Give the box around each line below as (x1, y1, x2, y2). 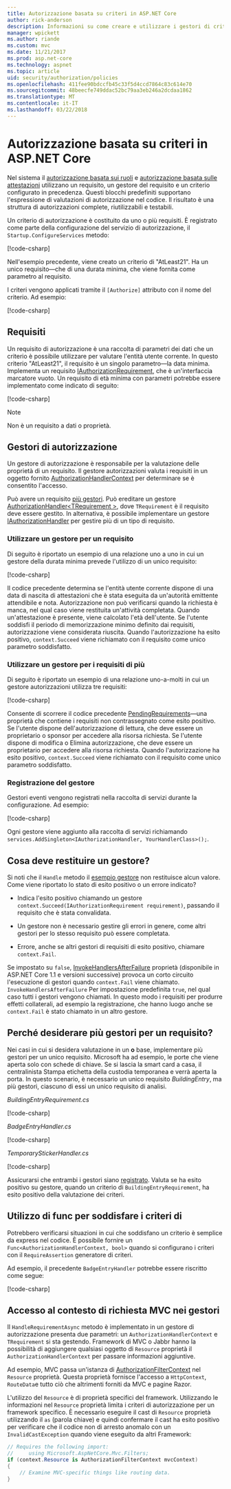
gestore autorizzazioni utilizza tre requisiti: (7, 682, 127, 690)
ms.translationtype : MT (7, 94, 76, 101)
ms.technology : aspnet (7, 61, 72, 68)
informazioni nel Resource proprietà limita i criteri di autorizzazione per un (7, 1401, 215, 1409)
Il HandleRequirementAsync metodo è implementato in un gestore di (7, 1323, 195, 1331)
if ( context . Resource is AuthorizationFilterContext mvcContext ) (7, 1457, 198, 1463)
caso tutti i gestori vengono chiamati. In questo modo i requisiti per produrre (7, 992, 223, 1001)
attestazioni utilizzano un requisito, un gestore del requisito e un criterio (7, 181, 210, 189)
